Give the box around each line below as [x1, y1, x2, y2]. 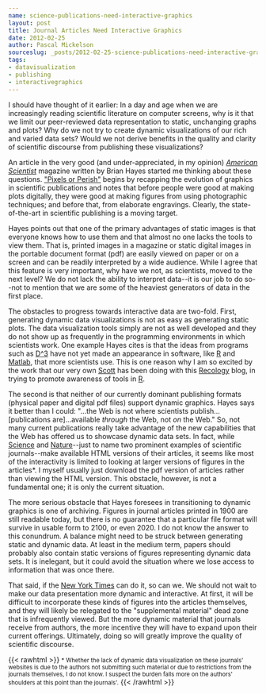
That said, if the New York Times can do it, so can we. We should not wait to [8, 580, 257, 590]
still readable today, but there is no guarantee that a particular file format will [8, 514, 257, 524]
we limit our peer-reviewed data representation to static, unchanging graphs [8, 117, 257, 126]
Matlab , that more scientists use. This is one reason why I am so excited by [8, 357, 253, 366]
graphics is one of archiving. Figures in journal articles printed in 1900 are [8, 506, 249, 515]
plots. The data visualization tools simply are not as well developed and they [8, 323, 256, 333]
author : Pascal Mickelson [8, 41, 93, 49]
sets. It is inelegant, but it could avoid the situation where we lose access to [8, 557, 255, 566]
